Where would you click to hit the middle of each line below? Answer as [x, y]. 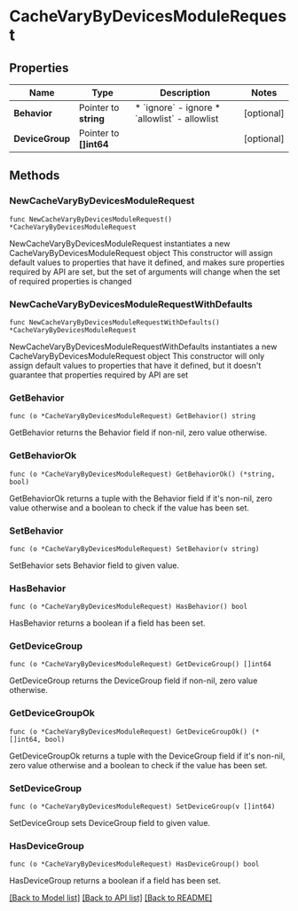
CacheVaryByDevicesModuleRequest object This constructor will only [137, 355]
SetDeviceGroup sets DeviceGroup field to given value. [110, 823]
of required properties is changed [71, 281]
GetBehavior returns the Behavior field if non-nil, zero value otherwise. [138, 432]
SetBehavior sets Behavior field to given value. [94, 565]
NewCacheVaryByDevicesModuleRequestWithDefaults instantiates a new [143, 346]
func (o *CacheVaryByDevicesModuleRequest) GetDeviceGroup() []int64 [141, 665]
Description [185, 93]
